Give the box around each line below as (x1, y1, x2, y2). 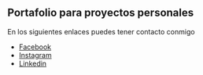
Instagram (18, 50, 52, 59)
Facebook (18, 42, 52, 52)
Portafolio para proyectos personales (7, 6, 194, 20)
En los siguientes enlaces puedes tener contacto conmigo (7, 27, 195, 36)
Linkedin (18, 59, 47, 68)
